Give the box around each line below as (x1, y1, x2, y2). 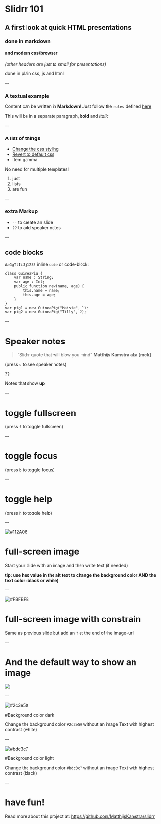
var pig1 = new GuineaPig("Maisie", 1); (5, 306, 89, 310)
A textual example (5, 92, 49, 99)
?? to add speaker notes (12, 224, 61, 230)
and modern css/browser (5, 50, 58, 56)
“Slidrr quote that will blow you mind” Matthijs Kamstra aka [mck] (17, 352, 151, 358)
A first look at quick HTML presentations (5, 23, 132, 32)
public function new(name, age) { (14, 284, 84, 289)
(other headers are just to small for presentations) (5, 61, 107, 67)
